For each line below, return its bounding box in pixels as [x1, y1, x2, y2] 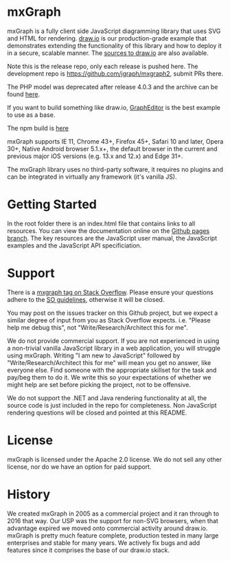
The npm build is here [7, 124, 69, 132]
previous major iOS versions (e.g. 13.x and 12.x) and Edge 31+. [7, 152, 183, 160]
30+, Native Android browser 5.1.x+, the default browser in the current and [7, 144, 218, 153]
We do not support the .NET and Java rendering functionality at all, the [7, 393, 207, 402]
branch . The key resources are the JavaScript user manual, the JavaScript [7, 234, 218, 242]
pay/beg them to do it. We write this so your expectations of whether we [7, 373, 211, 382]
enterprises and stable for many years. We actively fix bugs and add [7, 538, 200, 547]
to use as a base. [7, 111, 56, 119]
